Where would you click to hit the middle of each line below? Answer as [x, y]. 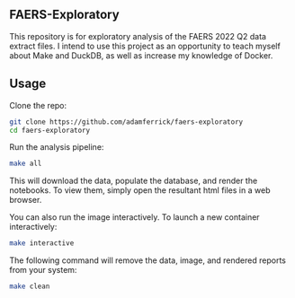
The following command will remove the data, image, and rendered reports [147, 260]
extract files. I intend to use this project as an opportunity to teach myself [145, 46]
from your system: [43, 270]
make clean [30, 286]
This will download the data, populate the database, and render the [134, 181]
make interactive [42, 243]
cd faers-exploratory [50, 130]
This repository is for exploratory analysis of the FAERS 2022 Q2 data [138, 36]
